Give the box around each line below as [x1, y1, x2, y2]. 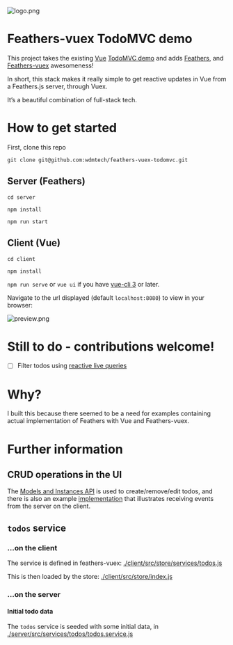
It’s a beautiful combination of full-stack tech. [7, 95, 137, 104]
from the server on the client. [7, 502, 91, 511]
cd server [7, 193, 36, 201]
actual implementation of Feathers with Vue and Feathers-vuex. [7, 417, 190, 425]
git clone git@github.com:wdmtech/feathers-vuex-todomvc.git [7, 157, 188, 164]
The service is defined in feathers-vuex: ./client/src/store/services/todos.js [7, 559, 223, 567]
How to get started [7, 120, 117, 136]
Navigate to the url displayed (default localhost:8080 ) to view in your [7, 293, 205, 302]
